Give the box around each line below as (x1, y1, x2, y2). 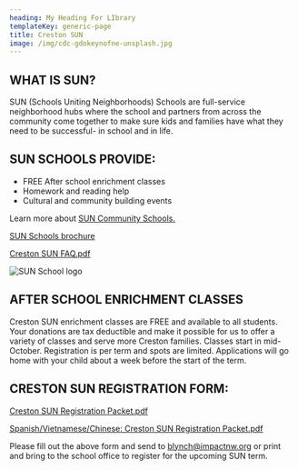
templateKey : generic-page (9, 22, 112, 31)
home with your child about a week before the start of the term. (9, 355, 247, 365)
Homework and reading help (22, 185, 130, 196)
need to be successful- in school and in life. (9, 125, 174, 136)
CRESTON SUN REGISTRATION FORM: (9, 381, 229, 396)
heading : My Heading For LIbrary (9, 13, 136, 23)
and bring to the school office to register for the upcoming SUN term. (9, 450, 268, 461)
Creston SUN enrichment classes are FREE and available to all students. (9, 315, 279, 327)
